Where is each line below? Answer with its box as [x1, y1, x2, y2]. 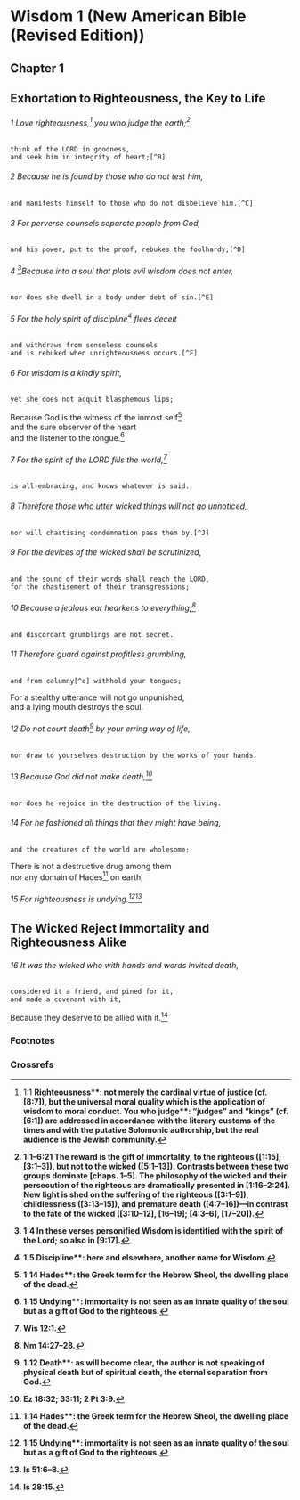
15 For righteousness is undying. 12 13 [10, 892, 142, 904]
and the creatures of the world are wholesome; [10, 844, 191, 854]
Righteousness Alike [10, 935, 127, 950]
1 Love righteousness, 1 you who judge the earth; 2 [10, 116, 191, 128]
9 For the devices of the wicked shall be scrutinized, [10, 547, 202, 558]
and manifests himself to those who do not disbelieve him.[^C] [10, 199, 254, 208]
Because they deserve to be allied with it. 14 [10, 1011, 168, 1023]
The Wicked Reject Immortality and [10, 921, 210, 936]
